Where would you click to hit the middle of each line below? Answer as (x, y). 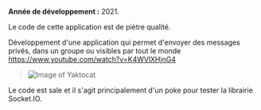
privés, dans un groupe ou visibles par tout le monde (95, 51)
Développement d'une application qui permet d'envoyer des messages (124, 42)
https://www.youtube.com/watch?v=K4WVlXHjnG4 (92, 59)
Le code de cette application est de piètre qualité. (90, 27)
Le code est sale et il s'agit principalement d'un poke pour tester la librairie (130, 90)
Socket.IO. (25, 98)
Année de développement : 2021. (64, 12)
